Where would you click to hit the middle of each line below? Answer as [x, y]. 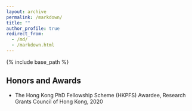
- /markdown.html [33, 45]
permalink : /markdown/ [34, 17]
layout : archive [26, 12]
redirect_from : [25, 34]
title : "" [18, 23]
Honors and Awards [44, 81]
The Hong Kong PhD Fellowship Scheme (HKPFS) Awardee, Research [100, 95]
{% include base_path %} [38, 62]
